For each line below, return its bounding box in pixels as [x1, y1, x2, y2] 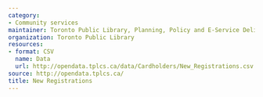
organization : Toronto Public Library [8, 33, 135, 41]
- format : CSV [8, 48, 55, 56]
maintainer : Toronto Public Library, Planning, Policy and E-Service [8, 26, 240, 34]
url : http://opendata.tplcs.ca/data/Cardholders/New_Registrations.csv [15, 63, 254, 70]
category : [8, 11, 41, 20]
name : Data [15, 56, 51, 63]
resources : [8, 41, 44, 48]
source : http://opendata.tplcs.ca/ [8, 70, 124, 77]
